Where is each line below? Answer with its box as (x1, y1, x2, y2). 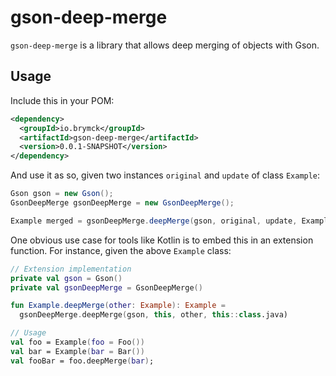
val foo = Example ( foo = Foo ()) (10, 337, 145, 347)
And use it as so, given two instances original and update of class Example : (10, 169, 321, 181)
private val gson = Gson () (10, 273, 123, 283)
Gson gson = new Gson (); (10, 189, 114, 199)
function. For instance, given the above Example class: (10, 244, 232, 256)
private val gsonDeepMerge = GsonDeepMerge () (10, 282, 203, 293)
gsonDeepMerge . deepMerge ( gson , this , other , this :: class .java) (19, 310, 288, 320)
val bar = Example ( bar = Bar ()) (10, 346, 145, 356)
